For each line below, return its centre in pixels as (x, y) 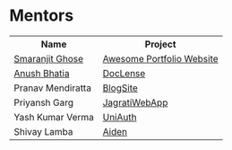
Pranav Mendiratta (53, 88)
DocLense (124, 73)
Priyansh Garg (44, 102)
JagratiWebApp (135, 102)
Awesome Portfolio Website (160, 58)
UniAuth (120, 117)
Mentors (42, 16)
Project (160, 44)
